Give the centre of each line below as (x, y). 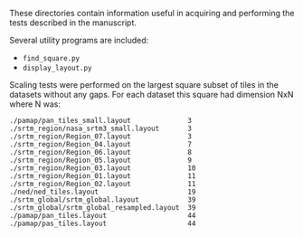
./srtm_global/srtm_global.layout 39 (103, 200)
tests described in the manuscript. (73, 23)
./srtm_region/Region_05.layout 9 (101, 160)
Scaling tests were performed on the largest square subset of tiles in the (144, 85)
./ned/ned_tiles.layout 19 (103, 192)
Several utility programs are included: (79, 40)
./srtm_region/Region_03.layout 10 (103, 168)
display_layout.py (57, 68)
